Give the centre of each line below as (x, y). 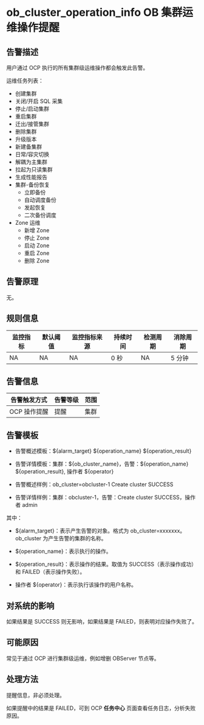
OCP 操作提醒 (29, 412)
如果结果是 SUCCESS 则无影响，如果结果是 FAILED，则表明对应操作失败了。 (102, 622)
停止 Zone (37, 238)
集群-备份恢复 (32, 185)
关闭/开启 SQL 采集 (39, 101)
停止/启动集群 (32, 109)
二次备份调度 (40, 215)
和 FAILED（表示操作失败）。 (50, 572)
